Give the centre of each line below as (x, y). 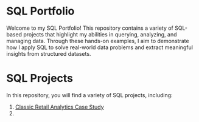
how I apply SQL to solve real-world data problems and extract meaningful (100, 47)
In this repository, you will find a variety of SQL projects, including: (89, 95)
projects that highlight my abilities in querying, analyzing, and (100, 34)
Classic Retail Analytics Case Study (60, 107)
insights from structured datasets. (49, 53)
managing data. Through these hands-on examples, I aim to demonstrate (98, 41)
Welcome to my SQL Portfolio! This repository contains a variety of (90, 28)
